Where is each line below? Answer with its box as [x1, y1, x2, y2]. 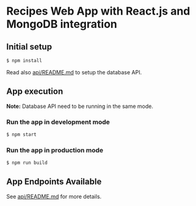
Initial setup [6, 41, 53, 52]
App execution [6, 87, 64, 97]
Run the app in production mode [6, 146, 104, 154]
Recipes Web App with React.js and [6, 4, 191, 18]
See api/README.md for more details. [6, 193, 102, 200]
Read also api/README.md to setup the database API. [6, 68, 142, 76]
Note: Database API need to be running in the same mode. [6, 102, 154, 110]
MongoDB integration [6, 17, 118, 31]
